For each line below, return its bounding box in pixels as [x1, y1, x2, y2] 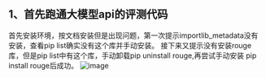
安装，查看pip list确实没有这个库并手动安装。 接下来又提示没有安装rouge [8, 40, 252, 50]
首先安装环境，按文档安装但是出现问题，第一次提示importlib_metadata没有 [8, 31, 259, 40]
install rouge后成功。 [8, 60, 79, 70]
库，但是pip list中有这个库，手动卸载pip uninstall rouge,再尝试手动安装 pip [8, 51, 257, 60]
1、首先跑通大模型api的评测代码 [8, 7, 168, 22]
